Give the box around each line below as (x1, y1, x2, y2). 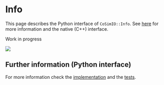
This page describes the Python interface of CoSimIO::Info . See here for (5, 20, 159, 27)
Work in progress (5, 36, 42, 42)
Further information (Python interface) (5, 60, 132, 69)
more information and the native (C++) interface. (5, 26, 108, 32)
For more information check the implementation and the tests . (5, 74, 136, 80)
